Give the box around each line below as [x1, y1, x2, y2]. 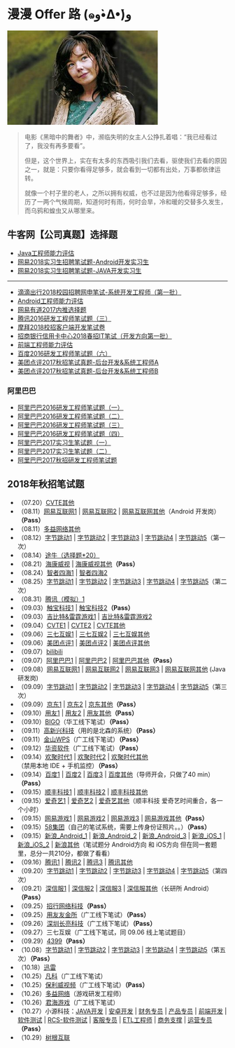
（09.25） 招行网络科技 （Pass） [17, 901, 111, 910]
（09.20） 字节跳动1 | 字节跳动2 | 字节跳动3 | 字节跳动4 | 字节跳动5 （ [17, 866, 215, 875]
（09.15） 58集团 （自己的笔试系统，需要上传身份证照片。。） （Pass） [17, 822, 211, 831]
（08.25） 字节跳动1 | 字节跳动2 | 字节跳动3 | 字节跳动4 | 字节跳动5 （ [17, 577, 215, 586]
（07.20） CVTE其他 [17, 498, 75, 506]
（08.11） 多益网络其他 [17, 524, 81, 533]
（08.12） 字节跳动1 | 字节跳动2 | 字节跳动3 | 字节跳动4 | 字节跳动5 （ [17, 533, 213, 542]
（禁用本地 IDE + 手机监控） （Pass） [17, 761, 122, 770]
